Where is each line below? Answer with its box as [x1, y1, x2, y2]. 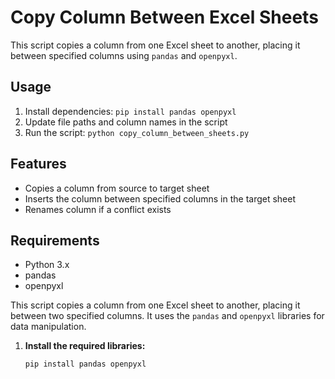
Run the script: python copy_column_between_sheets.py [24, 126, 250, 138]
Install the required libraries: [24, 340, 146, 352]
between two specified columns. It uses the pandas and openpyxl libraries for [10, 310, 325, 322]
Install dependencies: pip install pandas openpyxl [24, 105, 237, 117]
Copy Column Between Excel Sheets [10, 6, 319, 29]
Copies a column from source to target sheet [24, 182, 210, 194]
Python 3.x [24, 259, 70, 271]
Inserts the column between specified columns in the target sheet [24, 192, 297, 205]
